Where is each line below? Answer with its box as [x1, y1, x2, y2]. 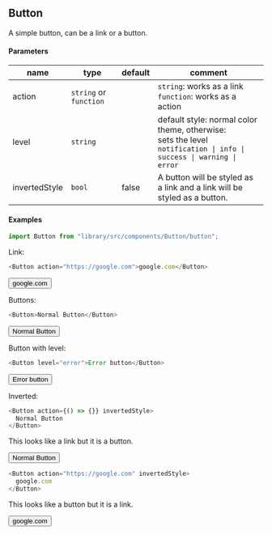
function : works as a [157, 91, 237, 102]
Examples [8, 214, 43, 224]
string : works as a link [157, 81, 244, 92]
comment [189, 67, 228, 79]
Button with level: [8, 343, 66, 353]
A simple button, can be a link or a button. [8, 28, 148, 37]
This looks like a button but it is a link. [8, 499, 134, 509]
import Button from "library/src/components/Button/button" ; [8, 232, 219, 241]
